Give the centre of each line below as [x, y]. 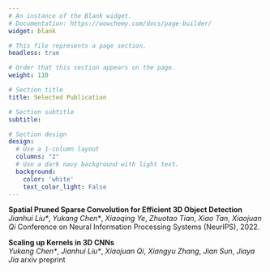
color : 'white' [49, 179]
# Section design [38, 134]
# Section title [36, 90]
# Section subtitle [41, 112]
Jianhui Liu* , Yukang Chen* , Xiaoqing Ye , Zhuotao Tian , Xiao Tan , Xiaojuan [135, 219]
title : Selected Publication [58, 97]
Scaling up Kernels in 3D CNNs [62, 243]
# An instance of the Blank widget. [70, 16]
